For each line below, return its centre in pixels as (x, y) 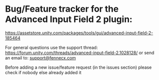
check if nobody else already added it (43, 72)
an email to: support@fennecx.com (40, 58)
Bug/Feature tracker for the (62, 9)
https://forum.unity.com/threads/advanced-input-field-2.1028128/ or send (80, 53)
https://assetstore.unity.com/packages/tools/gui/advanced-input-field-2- (79, 33)
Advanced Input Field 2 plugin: (69, 19)
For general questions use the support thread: (52, 47)
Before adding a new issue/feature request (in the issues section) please (79, 67)
